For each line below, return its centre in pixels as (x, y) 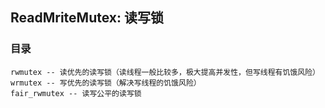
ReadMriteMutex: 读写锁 (87, 18)
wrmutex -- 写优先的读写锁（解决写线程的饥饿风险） (106, 83)
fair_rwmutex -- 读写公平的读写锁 (76, 93)
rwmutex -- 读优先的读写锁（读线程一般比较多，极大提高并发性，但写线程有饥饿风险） (165, 72)
